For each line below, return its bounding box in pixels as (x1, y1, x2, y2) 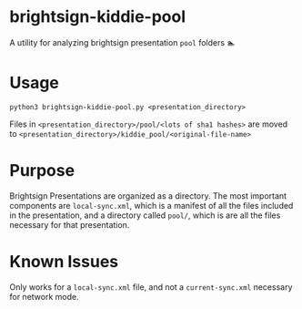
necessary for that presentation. (9, 219, 130, 230)
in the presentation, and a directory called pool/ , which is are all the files (9, 210, 281, 221)
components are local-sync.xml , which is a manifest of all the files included (9, 200, 294, 211)
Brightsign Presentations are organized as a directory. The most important (9, 190, 287, 201)
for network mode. (9, 291, 79, 302)
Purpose (9, 160, 75, 181)
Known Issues (9, 252, 119, 272)
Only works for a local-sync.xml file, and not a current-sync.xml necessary (9, 281, 293, 293)
